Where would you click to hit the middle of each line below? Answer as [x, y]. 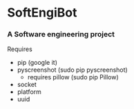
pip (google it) [37, 63]
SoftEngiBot [42, 13]
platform [29, 92]
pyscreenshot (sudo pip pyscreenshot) [72, 70]
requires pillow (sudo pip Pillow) [73, 77]
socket [27, 85]
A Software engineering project [61, 34]
